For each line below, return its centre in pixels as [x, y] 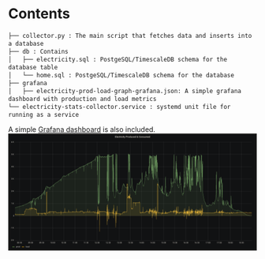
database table [33, 67]
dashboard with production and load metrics [82, 99]
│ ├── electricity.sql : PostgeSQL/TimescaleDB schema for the [118, 59]
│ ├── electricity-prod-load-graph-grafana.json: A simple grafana [125, 91]
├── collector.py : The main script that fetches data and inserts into [130, 36]
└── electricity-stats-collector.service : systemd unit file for [119, 107]
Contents [39, 14]
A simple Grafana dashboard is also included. [82, 129]
